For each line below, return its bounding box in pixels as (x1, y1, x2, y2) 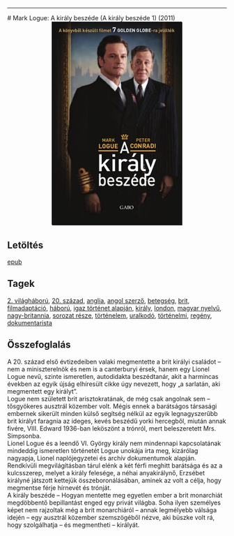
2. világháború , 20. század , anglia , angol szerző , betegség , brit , (7, 296, 190, 304)
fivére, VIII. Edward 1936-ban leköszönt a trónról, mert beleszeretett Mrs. (7, 424, 217, 433)
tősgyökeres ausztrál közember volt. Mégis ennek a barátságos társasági (7, 402, 217, 410)
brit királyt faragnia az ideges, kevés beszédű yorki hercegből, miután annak (7, 417, 226, 425)
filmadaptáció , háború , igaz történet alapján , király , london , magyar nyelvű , (7, 304, 221, 312)
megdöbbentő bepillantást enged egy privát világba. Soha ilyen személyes (7, 498, 221, 507)
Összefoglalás (7, 339, 71, 351)
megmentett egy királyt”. (7, 387, 78, 395)
